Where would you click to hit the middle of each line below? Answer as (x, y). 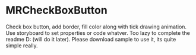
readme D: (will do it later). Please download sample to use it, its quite (91, 39)
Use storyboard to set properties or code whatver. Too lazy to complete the (98, 33)
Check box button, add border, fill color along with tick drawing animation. (96, 27)
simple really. (22, 46)
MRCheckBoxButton (56, 10)
